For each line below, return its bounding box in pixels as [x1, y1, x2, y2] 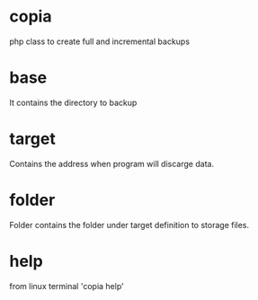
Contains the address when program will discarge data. [9, 158, 214, 169]
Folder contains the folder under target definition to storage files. [9, 219, 250, 230]
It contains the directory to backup [9, 97, 138, 108]
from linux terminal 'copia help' [9, 280, 124, 291]
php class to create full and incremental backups [9, 36, 191, 47]
